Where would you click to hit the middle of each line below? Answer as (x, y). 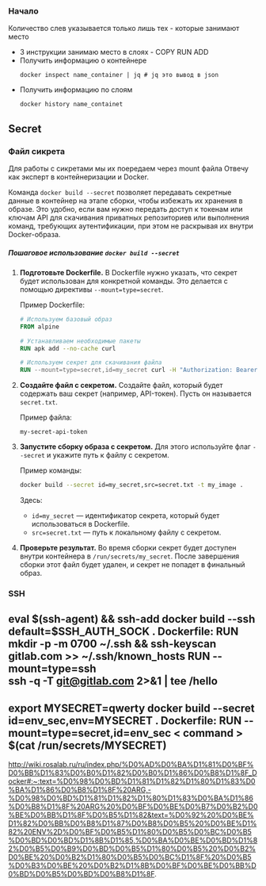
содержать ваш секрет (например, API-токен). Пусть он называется (135, 393)
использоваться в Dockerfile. (81, 524)
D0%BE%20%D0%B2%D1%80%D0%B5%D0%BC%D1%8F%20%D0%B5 (130, 857)
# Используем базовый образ (66, 319)
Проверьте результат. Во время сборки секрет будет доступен (128, 548)
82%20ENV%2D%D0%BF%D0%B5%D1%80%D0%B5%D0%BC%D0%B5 (130, 832)
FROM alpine (39, 327)
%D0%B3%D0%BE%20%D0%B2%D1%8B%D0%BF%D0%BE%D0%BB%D (133, 865)
